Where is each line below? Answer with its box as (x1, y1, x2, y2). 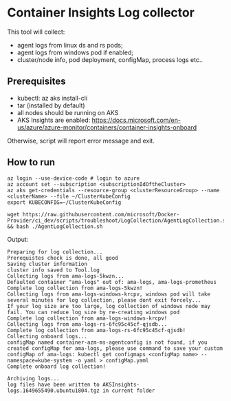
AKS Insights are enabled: (16, 116, 91, 124)
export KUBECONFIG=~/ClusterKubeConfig (7, 198, 122, 206)
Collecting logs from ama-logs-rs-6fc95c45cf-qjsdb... (7, 320, 168, 328)
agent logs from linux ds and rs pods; (16, 41, 123, 49)
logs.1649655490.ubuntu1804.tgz (7, 387, 100, 394)
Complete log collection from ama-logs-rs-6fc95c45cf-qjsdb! (7, 327, 186, 333)
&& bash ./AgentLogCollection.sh (7, 223, 103, 230)
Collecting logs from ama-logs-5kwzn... (7, 272, 125, 280)
